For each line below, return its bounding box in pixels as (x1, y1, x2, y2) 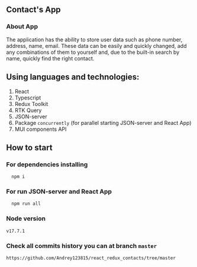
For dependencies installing (6, 160, 88, 168)
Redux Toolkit (14, 100, 49, 107)
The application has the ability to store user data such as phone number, (6, 36, 183, 43)
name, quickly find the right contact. (6, 54, 95, 62)
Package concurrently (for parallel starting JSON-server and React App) (14, 119, 192, 126)
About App (6, 22, 38, 31)
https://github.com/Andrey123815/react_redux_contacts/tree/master (6, 255, 176, 261)
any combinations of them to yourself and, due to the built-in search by (6, 49, 180, 56)
